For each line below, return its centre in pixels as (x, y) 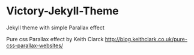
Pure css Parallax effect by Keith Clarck (55, 39)
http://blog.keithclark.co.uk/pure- (146, 39)
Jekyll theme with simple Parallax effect (56, 27)
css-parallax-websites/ (35, 45)
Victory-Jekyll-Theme (62, 11)
